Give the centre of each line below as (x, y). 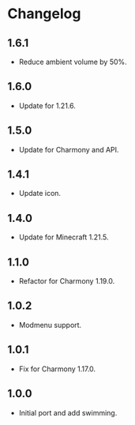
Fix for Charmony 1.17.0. (57, 369)
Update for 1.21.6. (47, 105)
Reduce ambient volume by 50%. (73, 62)
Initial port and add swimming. (68, 412)
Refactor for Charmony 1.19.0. (67, 281)
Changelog (44, 14)
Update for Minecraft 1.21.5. (64, 237)
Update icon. (39, 194)
